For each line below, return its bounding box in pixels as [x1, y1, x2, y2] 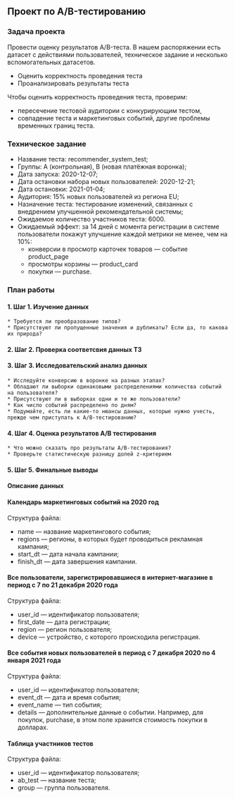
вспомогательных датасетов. [7, 58, 96, 66]
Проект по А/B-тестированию [7, 6, 146, 18]
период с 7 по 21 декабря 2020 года [7, 581, 118, 590]
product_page [27, 252, 69, 260]
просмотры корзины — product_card [27, 260, 139, 268]
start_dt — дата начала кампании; [17, 549, 120, 558]
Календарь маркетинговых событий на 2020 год [7, 497, 160, 506]
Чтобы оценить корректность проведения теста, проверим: [7, 92, 188, 101]
